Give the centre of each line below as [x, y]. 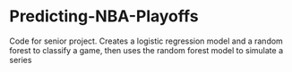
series [21, 60]
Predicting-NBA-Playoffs [104, 16]
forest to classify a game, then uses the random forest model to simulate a [146, 50]
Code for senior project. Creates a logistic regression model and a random [146, 41]
